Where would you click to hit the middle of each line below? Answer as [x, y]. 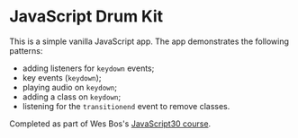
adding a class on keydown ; [72, 97]
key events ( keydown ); [62, 77]
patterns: [26, 50]
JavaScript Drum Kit [86, 17]
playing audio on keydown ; [69, 87]
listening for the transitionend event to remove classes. [126, 106]
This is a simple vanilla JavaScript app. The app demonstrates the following [149, 41]
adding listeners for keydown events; [88, 68]
